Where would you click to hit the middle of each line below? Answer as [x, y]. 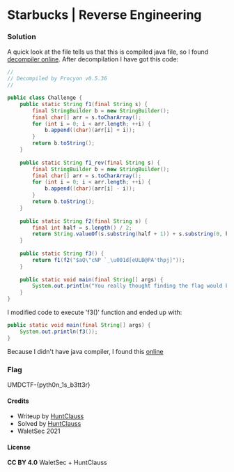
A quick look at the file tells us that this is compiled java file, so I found [108, 52]
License [19, 447]
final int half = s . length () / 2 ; [82, 228]
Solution [22, 37]
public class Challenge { [45, 98]
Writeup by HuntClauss [50, 416]
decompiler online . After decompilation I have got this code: [93, 59]
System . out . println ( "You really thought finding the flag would [127, 286]
